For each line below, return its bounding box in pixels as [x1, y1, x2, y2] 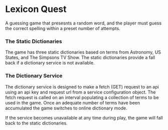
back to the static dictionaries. [5, 120, 68, 126]
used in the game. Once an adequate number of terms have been [5, 99, 140, 105]
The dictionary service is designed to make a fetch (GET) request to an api [5, 83, 159, 89]
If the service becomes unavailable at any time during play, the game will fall [5, 114, 163, 120]
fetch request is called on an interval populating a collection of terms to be [5, 94, 159, 100]
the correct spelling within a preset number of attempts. [5, 25, 120, 31]
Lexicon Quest [5, 3, 67, 15]
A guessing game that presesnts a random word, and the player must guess [5, 20, 162, 26]
